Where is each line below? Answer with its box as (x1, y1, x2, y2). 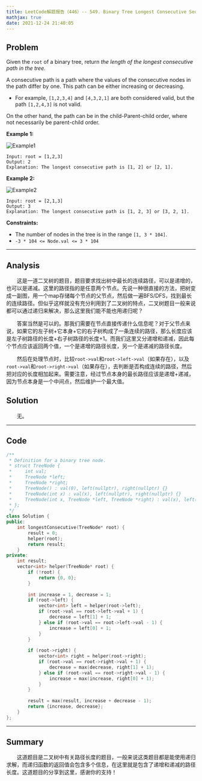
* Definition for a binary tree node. (8, 457, 106, 463)
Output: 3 (6, 203, 31, 209)
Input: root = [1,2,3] (6, 154, 63, 160)
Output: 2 (6, 159, 31, 165)
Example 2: (6, 175, 35, 182)
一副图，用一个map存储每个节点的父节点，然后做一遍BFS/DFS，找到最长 (11, 292, 192, 299)
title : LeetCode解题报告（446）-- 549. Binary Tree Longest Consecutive (6, 8, 187, 15)
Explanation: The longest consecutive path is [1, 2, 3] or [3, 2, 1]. (6, 209, 189, 215)
